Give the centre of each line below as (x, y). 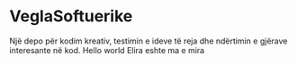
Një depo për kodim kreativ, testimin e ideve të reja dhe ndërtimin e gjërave (148, 41)
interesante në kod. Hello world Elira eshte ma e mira (107, 50)
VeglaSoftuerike (71, 16)
